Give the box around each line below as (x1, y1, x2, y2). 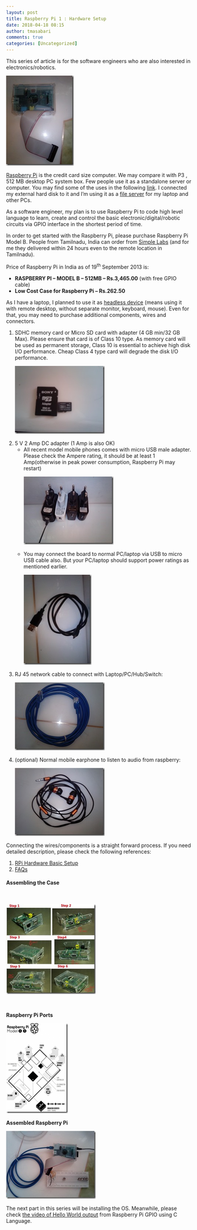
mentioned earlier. (23, 562, 68, 570)
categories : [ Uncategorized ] (6, 41, 78, 47)
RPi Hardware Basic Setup (14, 859, 78, 866)
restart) (23, 464, 42, 472)
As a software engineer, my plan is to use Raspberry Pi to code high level (6, 208, 183, 215)
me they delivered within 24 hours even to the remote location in (6, 245, 163, 251)
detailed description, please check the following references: (6, 848, 152, 855)
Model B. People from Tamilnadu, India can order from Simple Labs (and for (6, 238, 189, 245)
